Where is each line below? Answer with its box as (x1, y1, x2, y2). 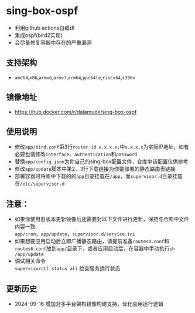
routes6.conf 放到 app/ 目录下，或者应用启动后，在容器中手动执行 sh (14, 245, 175, 252)
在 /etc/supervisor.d (14, 180, 65, 187)
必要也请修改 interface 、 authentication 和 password (14, 151, 138, 158)
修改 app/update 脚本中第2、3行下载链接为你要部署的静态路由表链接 (14, 166, 176, 173)
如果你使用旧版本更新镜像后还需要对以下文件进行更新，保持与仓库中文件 (14, 216, 189, 223)
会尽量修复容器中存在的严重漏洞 (14, 39, 92, 46)
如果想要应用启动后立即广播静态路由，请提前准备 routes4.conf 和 (14, 238, 170, 245)
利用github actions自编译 (14, 24, 75, 31)
